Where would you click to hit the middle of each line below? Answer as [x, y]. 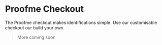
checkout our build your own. [35, 27]
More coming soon [36, 37]
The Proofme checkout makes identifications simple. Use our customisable [81, 22]
